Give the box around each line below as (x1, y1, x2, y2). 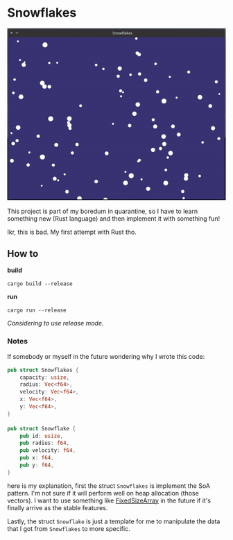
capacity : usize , (19, 373, 70, 381)
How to (7, 248, 39, 260)
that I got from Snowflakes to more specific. (7, 524, 130, 532)
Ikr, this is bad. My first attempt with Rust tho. (7, 228, 137, 236)
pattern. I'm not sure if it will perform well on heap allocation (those (7, 489, 199, 497)
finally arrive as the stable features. (7, 503, 108, 512)
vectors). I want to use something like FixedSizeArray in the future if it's (7, 496, 212, 505)
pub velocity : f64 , (19, 447, 76, 454)
